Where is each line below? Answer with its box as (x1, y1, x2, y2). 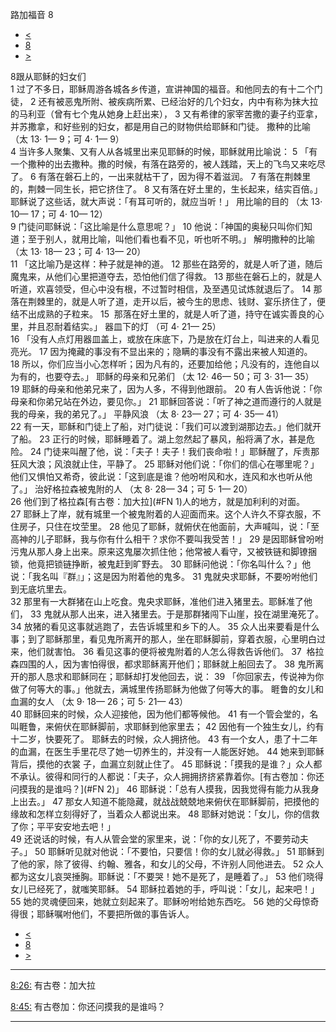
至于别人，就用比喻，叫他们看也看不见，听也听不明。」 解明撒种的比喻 (27, 233, 315, 245)
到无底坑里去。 (10, 583, 72, 595)
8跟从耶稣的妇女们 (10, 71, 87, 82)
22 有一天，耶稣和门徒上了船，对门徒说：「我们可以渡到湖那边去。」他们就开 (10, 421, 322, 432)
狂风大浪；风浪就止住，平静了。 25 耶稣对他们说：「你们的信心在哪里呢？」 (10, 458, 320, 470)
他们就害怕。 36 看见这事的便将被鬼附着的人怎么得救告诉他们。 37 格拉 (27, 646, 325, 657)
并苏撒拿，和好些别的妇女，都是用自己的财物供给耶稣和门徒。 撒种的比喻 (10, 121, 311, 132)
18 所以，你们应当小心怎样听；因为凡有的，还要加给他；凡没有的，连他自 (10, 358, 312, 370)
